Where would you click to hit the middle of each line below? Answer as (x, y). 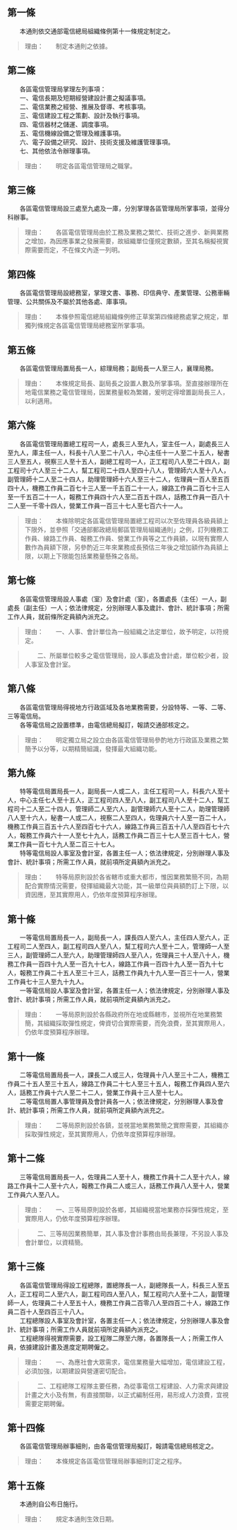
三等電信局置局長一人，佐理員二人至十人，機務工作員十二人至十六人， (121, 1176)
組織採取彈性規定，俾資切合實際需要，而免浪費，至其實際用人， (136, 1023)
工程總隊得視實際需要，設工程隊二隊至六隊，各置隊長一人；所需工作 (118, 1338)
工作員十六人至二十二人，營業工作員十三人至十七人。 (109, 1092)
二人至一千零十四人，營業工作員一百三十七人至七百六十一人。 (97, 506)
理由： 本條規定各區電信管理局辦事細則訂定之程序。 (105, 1461)
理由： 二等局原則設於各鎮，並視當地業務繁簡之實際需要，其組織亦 (127, 1125)
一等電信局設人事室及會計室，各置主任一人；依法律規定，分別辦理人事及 (124, 991)
